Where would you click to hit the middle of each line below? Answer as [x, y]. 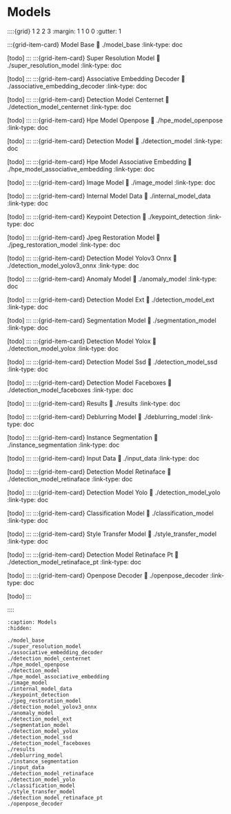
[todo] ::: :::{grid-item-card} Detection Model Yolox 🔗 [82, 341]
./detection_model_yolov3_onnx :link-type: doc [73, 265]
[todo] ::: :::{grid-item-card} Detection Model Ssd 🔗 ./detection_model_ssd [112, 362]
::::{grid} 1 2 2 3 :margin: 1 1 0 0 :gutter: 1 [64, 31]
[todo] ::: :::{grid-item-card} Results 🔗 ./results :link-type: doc [94, 403]
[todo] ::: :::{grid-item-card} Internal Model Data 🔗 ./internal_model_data [109, 196]
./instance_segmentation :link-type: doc [63, 445]
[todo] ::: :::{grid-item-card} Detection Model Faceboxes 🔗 [90, 382]
